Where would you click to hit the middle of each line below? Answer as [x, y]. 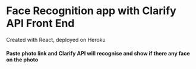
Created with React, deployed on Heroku [56, 40]
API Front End [40, 23]
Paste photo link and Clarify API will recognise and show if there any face [98, 53]
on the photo [22, 60]
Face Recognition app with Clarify [91, 11]
